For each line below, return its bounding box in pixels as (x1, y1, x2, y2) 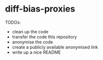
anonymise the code (12, 39, 53, 45)
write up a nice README (12, 49, 61, 55)
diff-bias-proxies (5, 3, 75, 15)
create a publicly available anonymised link (12, 44, 98, 50)
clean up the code (12, 29, 49, 34)
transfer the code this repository (12, 34, 77, 40)
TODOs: (5, 19, 21, 25)
